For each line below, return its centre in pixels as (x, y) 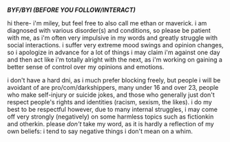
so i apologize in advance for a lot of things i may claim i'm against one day (114, 52)
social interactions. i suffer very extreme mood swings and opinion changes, (115, 45)
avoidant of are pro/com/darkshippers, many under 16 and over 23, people (113, 87)
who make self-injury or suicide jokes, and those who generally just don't (111, 95)
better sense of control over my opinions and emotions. (86, 67)
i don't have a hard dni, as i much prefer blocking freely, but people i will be (114, 80)
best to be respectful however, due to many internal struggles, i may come (113, 109)
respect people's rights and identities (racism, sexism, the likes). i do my (109, 102)
